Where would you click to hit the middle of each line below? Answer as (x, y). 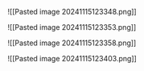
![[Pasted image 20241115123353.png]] (72, 27)
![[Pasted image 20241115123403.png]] (72, 58)
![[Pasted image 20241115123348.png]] (72, 12)
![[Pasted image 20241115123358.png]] (72, 43)
